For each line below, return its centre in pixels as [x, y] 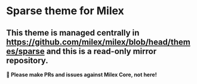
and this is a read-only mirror [101, 51]
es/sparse [25, 51]
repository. [27, 60]
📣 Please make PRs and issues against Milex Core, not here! [81, 75]
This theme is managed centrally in [73, 33]
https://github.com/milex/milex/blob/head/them [98, 42]
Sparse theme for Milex [65, 11]
